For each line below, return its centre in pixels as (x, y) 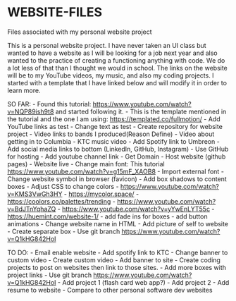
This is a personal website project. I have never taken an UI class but (107, 45)
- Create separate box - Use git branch (64, 231)
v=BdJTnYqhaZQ (32, 209)
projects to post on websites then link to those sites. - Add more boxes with (117, 267)
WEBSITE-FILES (55, 12)
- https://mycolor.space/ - (101, 194)
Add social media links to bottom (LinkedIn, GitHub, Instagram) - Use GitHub (118, 149)
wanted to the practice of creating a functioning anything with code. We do (116, 60)
